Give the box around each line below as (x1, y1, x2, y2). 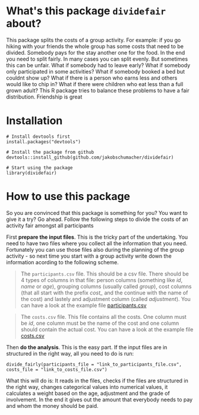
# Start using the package (6, 164, 73, 170)
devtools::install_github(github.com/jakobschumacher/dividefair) (6, 154, 174, 160)
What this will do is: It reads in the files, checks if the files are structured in (6, 377, 188, 384)
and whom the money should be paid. (6, 402, 99, 409)
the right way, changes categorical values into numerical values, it (6, 383, 168, 390)
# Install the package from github (6, 149, 94, 155)
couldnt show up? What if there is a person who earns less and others (6, 74, 178, 81)
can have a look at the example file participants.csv (20, 302, 147, 309)
